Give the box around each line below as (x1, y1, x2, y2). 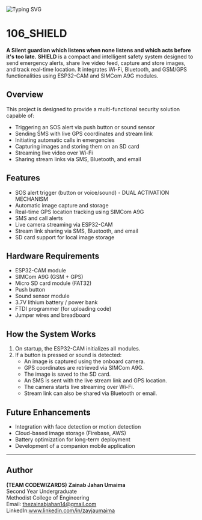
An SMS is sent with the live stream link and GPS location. (23, 377, 167, 384)
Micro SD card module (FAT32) (14, 280, 92, 287)
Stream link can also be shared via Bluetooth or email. (23, 390, 158, 397)
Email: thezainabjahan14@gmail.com (6, 500, 97, 507)
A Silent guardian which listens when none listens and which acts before (6, 46, 191, 54)
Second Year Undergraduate (6, 488, 77, 495)
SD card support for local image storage (14, 233, 115, 240)
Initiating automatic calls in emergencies (14, 136, 115, 144)
